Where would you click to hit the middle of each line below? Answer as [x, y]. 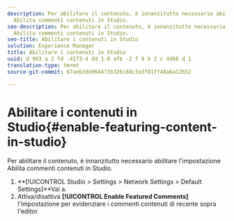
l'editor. [28, 211]
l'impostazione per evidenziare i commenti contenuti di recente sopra [117, 204]
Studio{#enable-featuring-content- [112, 127]
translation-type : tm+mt [43, 65]
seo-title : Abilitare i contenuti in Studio [73, 40]
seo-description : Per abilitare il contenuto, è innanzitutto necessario [117, 26]
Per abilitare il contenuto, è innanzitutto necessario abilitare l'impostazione [114, 161]
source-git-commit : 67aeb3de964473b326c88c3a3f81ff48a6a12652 [99, 72]
